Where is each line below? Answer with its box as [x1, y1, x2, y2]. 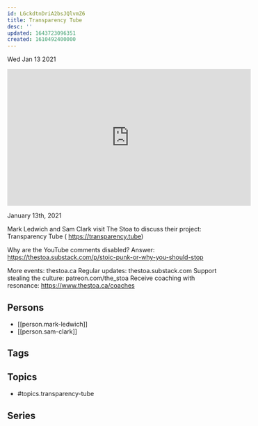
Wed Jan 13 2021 [7, 55, 56, 63]
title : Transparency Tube [7, 17, 82, 24]
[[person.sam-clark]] [17, 327, 78, 336]
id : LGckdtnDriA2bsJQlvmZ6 [7, 10, 86, 17]
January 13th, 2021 [7, 211, 62, 220]
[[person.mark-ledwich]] [17, 320, 88, 328]
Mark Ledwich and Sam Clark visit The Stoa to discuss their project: [7, 225, 202, 234]
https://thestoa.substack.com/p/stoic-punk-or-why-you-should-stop [7, 253, 204, 261]
